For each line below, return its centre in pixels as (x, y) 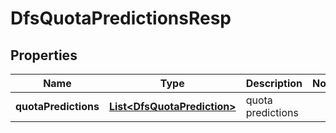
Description (274, 83)
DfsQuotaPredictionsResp (121, 18)
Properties (44, 55)
